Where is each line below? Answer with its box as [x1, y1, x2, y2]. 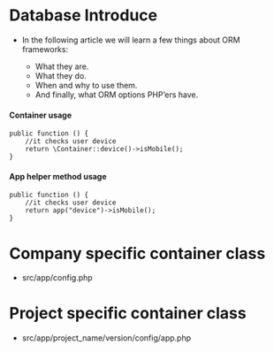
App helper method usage [9, 171, 108, 181]
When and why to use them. [34, 80, 138, 90]
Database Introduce [9, 5, 157, 26]
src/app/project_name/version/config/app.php [21, 333, 192, 343]
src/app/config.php [21, 272, 93, 283]
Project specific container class [9, 303, 247, 324]
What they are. [34, 61, 89, 72]
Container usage [9, 110, 72, 120]
